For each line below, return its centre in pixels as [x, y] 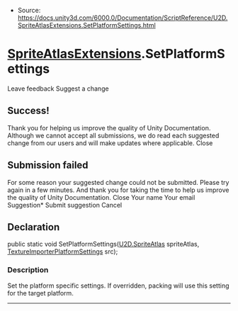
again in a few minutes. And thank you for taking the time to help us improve [118, 190]
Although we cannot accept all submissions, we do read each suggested [113, 135]
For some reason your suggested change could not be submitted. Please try [118, 182]
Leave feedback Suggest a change [58, 89]
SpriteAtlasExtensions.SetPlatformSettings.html [86, 25]
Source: [29, 10]
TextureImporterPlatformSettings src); [63, 251]
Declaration [34, 227]
